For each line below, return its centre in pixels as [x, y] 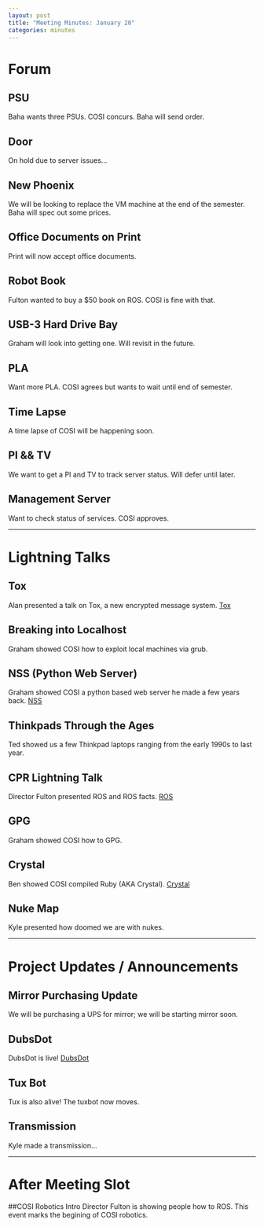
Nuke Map [34, 908]
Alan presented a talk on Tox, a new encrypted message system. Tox [120, 605]
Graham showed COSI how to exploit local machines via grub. [108, 649]
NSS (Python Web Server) [73, 673]
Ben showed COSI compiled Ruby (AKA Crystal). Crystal [99, 884]
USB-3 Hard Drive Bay [63, 324]
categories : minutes [42, 30]
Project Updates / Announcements [123, 966]
